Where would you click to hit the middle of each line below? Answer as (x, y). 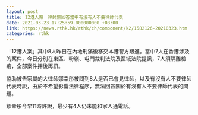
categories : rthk (28, 34)
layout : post (22, 12)
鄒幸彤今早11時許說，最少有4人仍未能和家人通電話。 (70, 106)
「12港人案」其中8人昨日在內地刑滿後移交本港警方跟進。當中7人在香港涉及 (98, 52)
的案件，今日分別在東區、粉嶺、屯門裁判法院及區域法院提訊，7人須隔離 (94, 59)
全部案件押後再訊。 (40, 66)
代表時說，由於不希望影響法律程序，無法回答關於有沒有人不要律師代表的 (95, 86)
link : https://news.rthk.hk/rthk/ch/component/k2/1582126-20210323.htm (97, 28)
